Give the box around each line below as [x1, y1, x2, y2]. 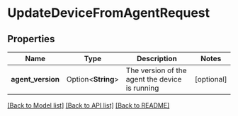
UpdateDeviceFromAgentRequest [7, 5, 210, 21]
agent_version [11, 75, 60, 84]
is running [125, 83, 159, 93]
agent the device [125, 75, 182, 84]
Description [137, 54, 177, 63]
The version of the [125, 65, 187, 75]
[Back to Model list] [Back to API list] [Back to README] [7, 101, 170, 110]
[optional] [194, 75, 227, 84]
